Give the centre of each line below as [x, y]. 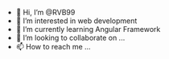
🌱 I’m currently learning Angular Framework [88, 29]
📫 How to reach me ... [53, 47]
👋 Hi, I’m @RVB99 [45, 12]
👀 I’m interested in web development [76, 21]
